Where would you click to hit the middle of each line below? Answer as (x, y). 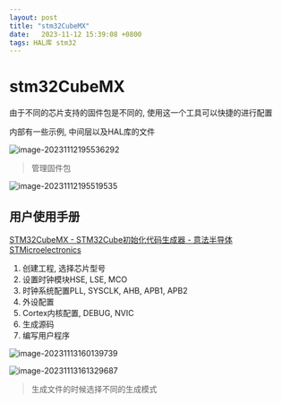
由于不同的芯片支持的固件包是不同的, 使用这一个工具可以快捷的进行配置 (141, 113)
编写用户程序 (46, 335)
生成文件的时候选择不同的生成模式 (94, 389)
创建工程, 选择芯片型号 (64, 268)
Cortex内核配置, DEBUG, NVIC (78, 313)
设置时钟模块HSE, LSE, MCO (75, 279)
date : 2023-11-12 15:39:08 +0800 (76, 34)
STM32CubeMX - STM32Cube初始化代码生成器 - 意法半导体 (121, 240)
